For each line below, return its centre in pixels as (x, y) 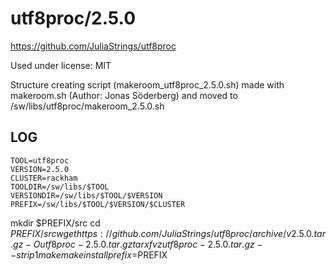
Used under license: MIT (61, 65)
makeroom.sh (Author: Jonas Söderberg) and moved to (124, 95)
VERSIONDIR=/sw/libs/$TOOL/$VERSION (86, 195)
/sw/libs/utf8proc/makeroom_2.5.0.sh (87, 106)
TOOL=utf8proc (40, 160)
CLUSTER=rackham (44, 178)
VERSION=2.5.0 (40, 169)
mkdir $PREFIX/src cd (55, 223)
